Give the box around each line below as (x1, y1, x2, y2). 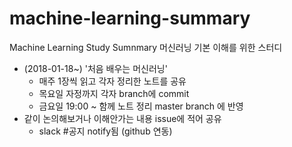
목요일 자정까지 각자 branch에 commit (38, 87, 190, 99)
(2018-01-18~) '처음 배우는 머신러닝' (23, 62, 168, 74)
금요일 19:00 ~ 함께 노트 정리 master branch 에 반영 (38, 100, 244, 112)
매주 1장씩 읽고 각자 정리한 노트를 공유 (38, 75, 187, 87)
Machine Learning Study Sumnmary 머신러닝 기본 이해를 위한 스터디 (9, 41, 283, 53)
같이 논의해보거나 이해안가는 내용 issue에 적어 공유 (23, 112, 222, 124)
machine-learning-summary (9, 7, 251, 30)
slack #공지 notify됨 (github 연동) (38, 125, 173, 137)
